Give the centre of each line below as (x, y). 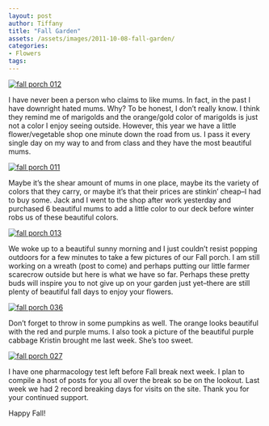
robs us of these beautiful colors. (63, 217)
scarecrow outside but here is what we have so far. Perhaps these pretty (129, 274)
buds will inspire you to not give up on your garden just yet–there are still (129, 283)
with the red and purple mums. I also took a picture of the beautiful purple (131, 331)
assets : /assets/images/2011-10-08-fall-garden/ (92, 38)
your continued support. (48, 397)
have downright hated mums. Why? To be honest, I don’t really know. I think (134, 108)
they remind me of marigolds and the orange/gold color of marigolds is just (133, 117)
